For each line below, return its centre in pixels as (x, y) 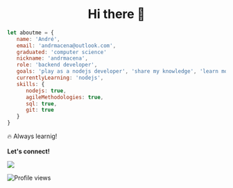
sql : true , (41, 103)
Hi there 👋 (116, 14)
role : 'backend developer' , (57, 65)
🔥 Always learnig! (32, 136)
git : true (40, 110)
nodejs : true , (46, 91)
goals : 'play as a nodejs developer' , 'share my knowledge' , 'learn (117, 71)
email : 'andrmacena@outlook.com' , (66, 45)
